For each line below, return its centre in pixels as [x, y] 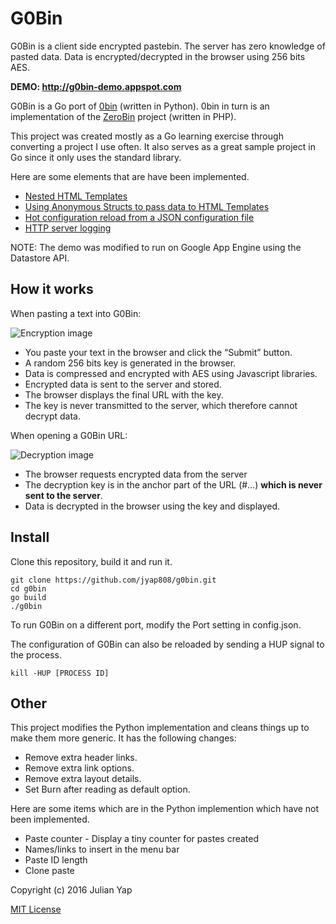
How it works [52, 289]
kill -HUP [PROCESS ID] [60, 673]
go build [28, 597]
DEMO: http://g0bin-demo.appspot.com [96, 86]
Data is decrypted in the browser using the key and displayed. [152, 506]
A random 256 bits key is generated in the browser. [130, 363]
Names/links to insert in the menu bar [102, 849]
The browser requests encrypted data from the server [136, 474]
